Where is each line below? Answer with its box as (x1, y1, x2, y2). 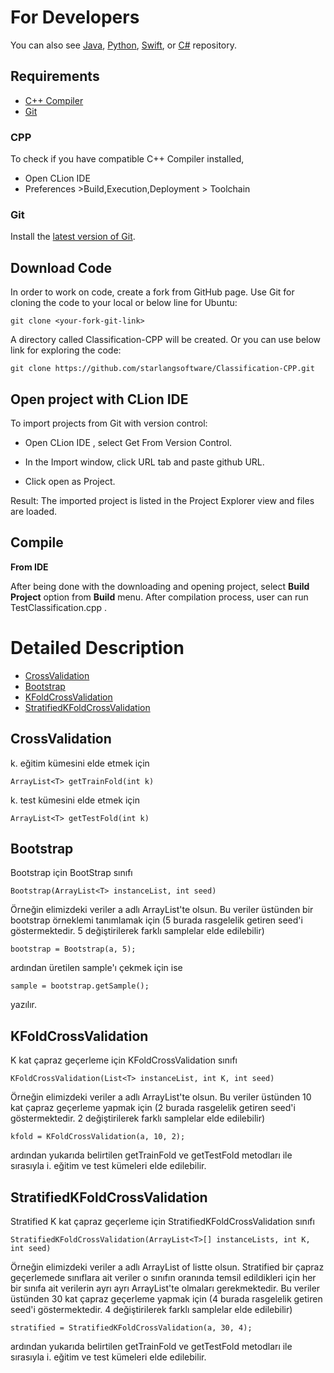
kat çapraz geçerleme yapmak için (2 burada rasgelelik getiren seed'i (10, 1102, 296, 1114)
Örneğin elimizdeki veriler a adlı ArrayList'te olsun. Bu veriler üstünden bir (10, 904, 314, 916)
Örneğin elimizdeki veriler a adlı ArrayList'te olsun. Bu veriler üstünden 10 (10, 1091, 312, 1103)
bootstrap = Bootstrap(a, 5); (10, 944, 137, 955)
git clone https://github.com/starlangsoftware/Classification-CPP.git (10, 364, 315, 374)
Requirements (10, 68, 100, 85)
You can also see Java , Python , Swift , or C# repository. (10, 39, 237, 51)
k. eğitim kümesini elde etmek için (10, 757, 150, 769)
